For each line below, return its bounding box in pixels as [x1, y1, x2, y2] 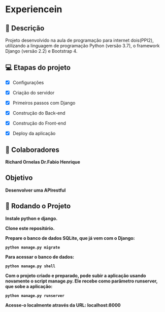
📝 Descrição [5, 24, 45, 33]
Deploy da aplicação [12, 131, 56, 137]
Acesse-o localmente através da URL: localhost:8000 [5, 302, 121, 308]
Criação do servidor [12, 89, 55, 96]
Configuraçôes [12, 79, 44, 85]
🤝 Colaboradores [5, 145, 60, 154]
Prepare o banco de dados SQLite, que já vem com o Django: [5, 235, 136, 241]
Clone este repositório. [5, 225, 55, 231]
